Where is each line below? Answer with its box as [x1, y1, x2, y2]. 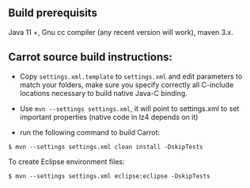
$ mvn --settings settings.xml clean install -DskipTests [8, 143, 203, 151]
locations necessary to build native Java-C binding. [19, 88, 187, 98]
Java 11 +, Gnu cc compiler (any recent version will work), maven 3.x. [8, 27, 233, 36]
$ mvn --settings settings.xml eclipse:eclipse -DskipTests [8, 172, 211, 180]
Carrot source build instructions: [8, 51, 172, 64]
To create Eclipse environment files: [8, 156, 125, 166]
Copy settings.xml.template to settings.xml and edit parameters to [19, 71, 243, 81]
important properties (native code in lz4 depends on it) [19, 112, 199, 121]
